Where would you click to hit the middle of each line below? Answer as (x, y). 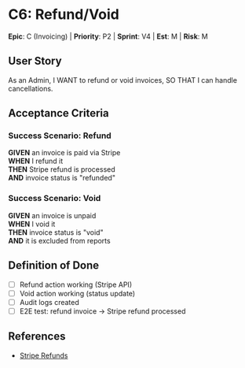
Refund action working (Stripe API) (75, 284)
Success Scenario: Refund (60, 136)
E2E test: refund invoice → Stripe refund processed (102, 311)
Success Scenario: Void (55, 199)
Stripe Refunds (44, 355)
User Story (35, 61)
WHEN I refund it (36, 161)
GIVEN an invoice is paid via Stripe (64, 153)
